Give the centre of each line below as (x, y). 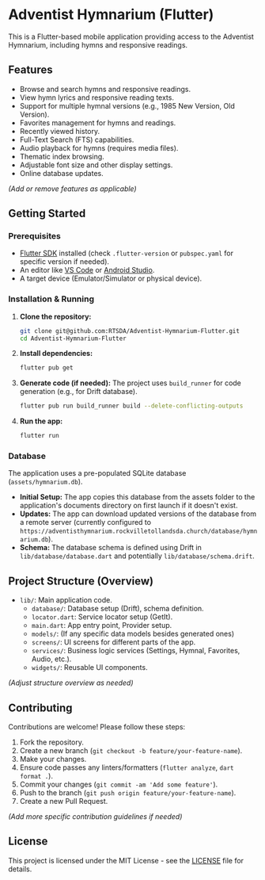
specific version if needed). (64, 262)
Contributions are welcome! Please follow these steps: (97, 727)
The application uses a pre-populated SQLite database (97, 473)
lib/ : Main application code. (66, 600)
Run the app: (41, 421)
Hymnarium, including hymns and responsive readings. (98, 44)
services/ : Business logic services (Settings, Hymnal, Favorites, (136, 651)
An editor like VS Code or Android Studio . (87, 270)
